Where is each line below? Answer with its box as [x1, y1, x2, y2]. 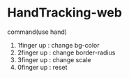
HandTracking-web [7, 5, 122, 21]
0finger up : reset [17, 63, 68, 71]
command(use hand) [7, 28, 68, 36]
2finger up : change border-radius [17, 48, 116, 57]
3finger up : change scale [17, 55, 92, 64]
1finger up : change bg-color [17, 41, 100, 49]
